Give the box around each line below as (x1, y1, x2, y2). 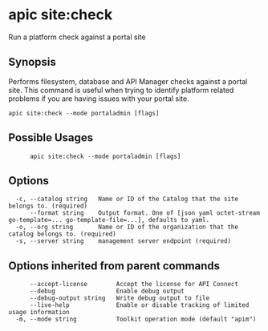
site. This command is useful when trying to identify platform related (8, 85, 234, 95)
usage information (8, 309, 70, 317)
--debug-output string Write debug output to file (29, 294, 210, 302)
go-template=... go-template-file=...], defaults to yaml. (8, 216, 210, 224)
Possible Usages (8, 131, 94, 145)
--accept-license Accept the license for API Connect (29, 281, 239, 289)
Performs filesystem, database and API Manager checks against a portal (8, 76, 248, 86)
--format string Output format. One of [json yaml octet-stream (29, 209, 261, 217)
